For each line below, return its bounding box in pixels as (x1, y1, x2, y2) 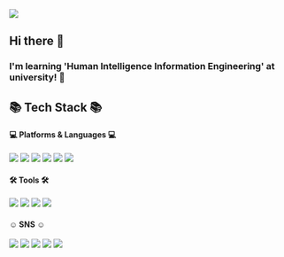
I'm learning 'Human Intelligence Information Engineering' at (9, 60, 276, 73)
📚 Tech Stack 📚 (9, 99, 103, 114)
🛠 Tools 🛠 (9, 175, 50, 185)
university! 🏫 (9, 71, 65, 83)
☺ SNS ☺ (9, 219, 46, 230)
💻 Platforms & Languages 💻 (9, 129, 117, 140)
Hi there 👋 (9, 34, 65, 49)
